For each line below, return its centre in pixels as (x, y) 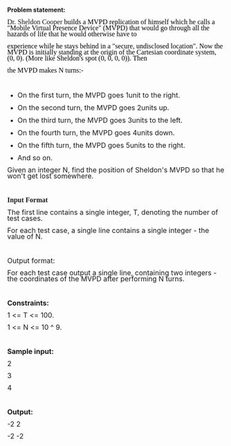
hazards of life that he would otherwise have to (72, 34)
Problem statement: (36, 10)
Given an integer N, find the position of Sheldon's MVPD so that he (116, 170)
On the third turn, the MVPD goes (72, 120)
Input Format (28, 200)
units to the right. (157, 145)
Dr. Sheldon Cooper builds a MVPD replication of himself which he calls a (111, 22)
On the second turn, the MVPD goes (76, 108)
